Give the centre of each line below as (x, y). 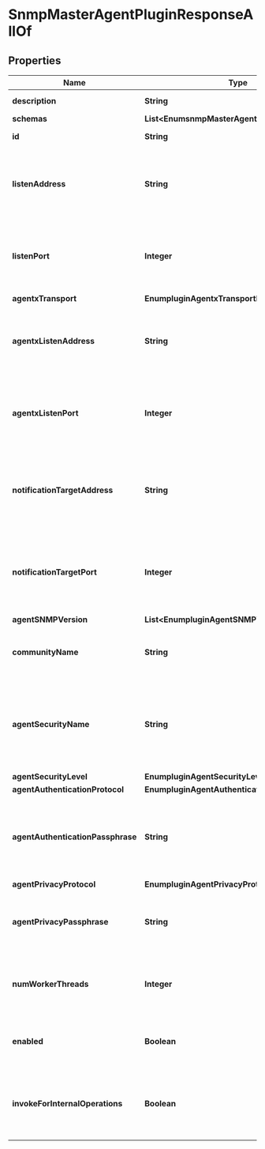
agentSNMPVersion (50, 620)
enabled (28, 1041)
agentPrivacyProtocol (54, 884)
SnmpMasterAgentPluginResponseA (131, 15)
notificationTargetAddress (63, 490)
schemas (30, 119)
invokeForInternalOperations (67, 1104)
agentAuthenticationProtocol (68, 789)
